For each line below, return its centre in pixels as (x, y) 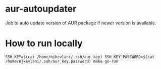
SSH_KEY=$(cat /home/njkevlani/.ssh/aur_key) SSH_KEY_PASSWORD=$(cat (80, 57)
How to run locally (44, 43)
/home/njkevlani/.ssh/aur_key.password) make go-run (62, 61)
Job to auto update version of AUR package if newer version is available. (81, 23)
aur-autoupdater (41, 9)
